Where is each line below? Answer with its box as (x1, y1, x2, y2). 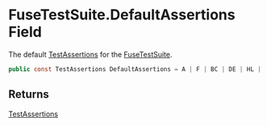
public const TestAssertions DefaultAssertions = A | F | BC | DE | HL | (8, 65, 262, 73)
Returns (8, 87, 50, 102)
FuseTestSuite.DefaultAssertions (8, 6, 236, 24)
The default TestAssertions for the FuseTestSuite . (8, 49, 173, 59)
